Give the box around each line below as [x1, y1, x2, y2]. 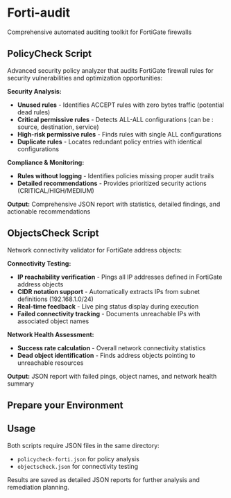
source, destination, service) [17, 123, 99, 131]
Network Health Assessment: [7, 330, 94, 338]
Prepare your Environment [7, 399, 123, 411]
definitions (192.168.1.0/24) [17, 295, 94, 303]
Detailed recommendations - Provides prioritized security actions [17, 179, 207, 187]
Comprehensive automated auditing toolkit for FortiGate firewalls [7, 28, 192, 36]
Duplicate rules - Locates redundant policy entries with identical [17, 137, 203, 146]
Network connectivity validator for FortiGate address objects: [7, 246, 182, 254]
